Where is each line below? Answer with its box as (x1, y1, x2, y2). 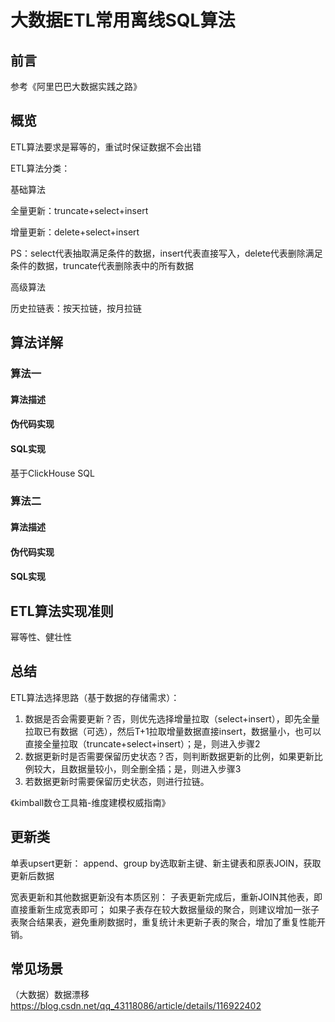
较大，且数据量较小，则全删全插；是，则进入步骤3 (33, 762, 242, 775)
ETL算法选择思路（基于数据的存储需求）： (10, 691, 180, 703)
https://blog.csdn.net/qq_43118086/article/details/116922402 (10, 1000, 262, 1012)
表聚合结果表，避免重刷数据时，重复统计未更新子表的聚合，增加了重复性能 (10, 916, 317, 928)
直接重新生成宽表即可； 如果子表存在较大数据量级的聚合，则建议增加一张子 (10, 903, 320, 915)
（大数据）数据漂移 (10, 989, 90, 1001)
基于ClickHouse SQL (10, 467, 95, 479)
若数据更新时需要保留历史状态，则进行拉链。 (24, 775, 210, 787)
